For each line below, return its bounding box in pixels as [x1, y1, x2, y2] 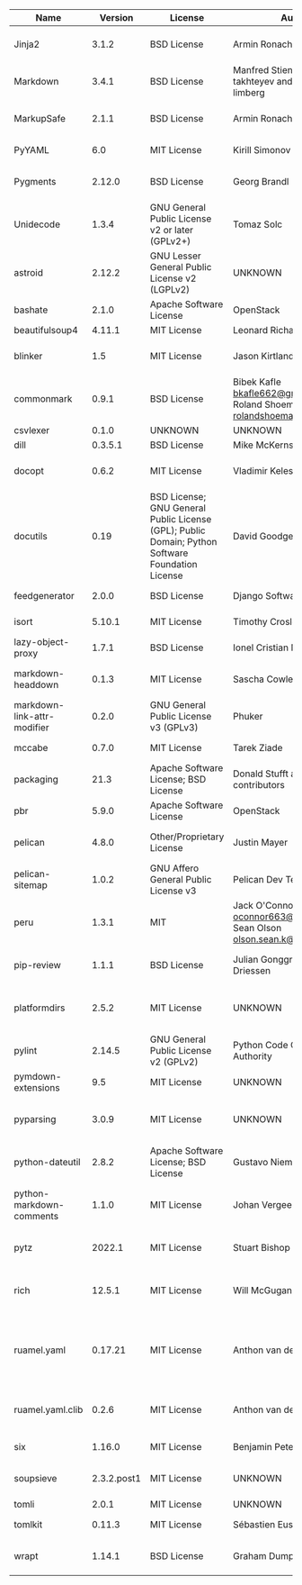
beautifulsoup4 [13, 324, 78, 336]
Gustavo [233, 1156, 269, 1168]
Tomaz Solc [233, 218, 283, 231]
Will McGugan [233, 1284, 292, 1296]
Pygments [13, 176, 57, 187]
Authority [233, 1050, 272, 1062]
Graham [233, 1550, 267, 1562]
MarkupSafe [13, 113, 66, 124]
